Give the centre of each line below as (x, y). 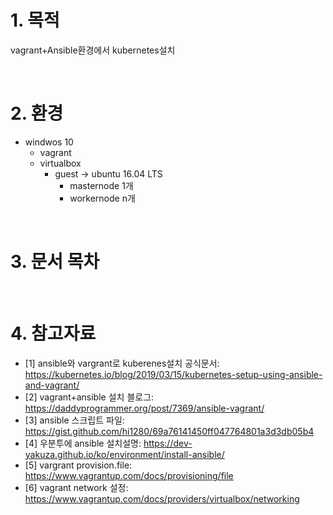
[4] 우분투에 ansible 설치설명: (83, 443)
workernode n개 (102, 198)
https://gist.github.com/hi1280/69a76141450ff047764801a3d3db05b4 (169, 431)
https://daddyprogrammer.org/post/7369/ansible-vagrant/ (144, 408)
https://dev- (168, 443)
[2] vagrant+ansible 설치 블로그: (89, 397)
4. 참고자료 (53, 333)
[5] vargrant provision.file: (78, 465)
